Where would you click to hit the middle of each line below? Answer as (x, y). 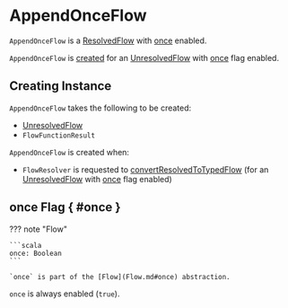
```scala (26, 245)
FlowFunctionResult (59, 136)
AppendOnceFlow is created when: (70, 152)
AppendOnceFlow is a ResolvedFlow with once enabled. (108, 40)
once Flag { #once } (65, 207)
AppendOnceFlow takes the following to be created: (100, 108)
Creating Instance (61, 86)
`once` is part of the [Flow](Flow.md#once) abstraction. (120, 277)
